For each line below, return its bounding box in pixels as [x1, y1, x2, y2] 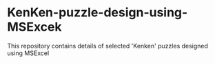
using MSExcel [7, 49, 50, 57]
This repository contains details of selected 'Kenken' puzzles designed [7, 42, 209, 50]
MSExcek [7, 19, 62, 35]
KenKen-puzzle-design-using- [7, 5, 188, 20]
